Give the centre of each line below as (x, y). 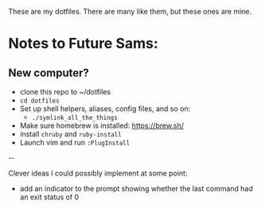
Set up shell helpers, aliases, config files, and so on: (105, 109)
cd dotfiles (39, 101)
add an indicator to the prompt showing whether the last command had (136, 189)
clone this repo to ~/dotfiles (65, 92)
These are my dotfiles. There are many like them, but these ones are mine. (130, 12)
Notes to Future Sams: (84, 44)
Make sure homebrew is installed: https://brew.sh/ (102, 125)
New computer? (49, 73)
